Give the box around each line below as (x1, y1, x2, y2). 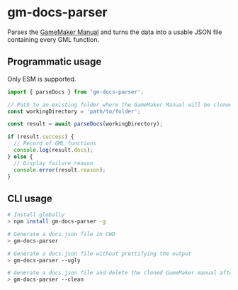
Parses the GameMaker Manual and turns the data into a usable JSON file (7, 28, 222, 36)
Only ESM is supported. (7, 74, 76, 83)
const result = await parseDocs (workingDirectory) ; (7, 121, 163, 128)
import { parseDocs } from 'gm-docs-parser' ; (7, 88, 144, 96)
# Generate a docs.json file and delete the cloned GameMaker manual (7, 269, 217, 277)
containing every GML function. (7, 35, 100, 43)
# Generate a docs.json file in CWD (7, 230, 115, 238)
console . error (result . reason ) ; (13, 166, 106, 174)
